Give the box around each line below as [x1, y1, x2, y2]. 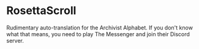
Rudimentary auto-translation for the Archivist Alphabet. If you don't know [6, 24, 193, 31]
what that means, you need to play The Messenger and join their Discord [6, 30, 190, 37]
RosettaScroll [6, 4, 77, 18]
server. [6, 37, 24, 44]
